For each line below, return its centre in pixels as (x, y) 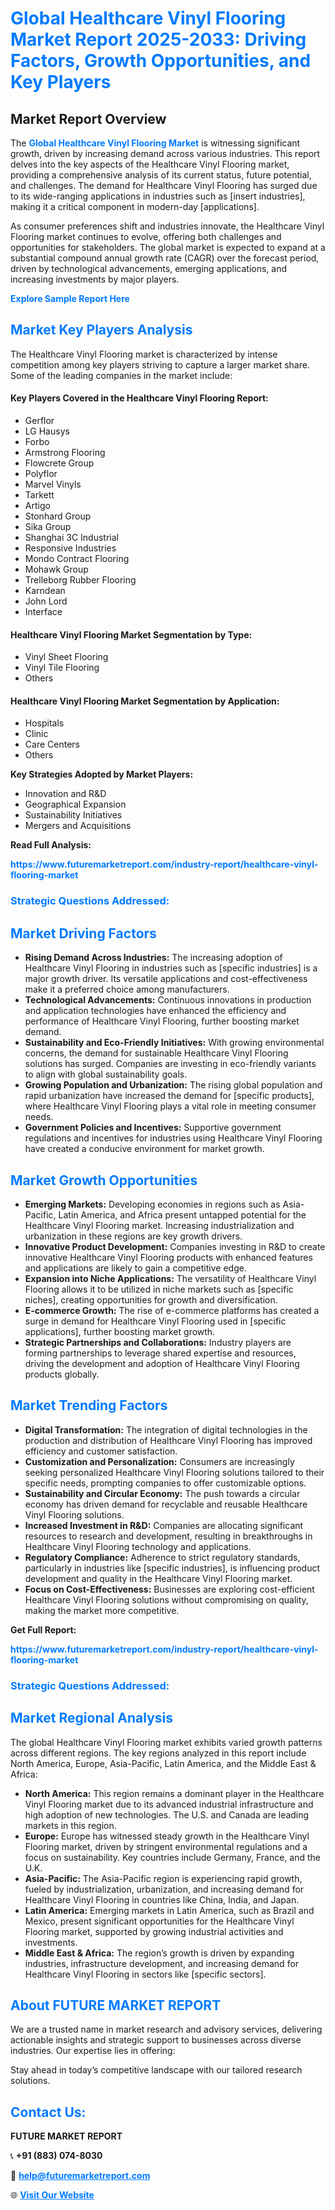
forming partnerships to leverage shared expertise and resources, (160, 1353)
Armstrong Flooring (65, 453)
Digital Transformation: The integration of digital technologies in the (166, 1429)
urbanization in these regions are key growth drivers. (133, 1236)
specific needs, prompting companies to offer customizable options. (165, 1483)
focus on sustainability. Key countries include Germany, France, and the (173, 1857)
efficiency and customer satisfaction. (101, 1451)
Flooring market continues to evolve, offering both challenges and (146, 236)
